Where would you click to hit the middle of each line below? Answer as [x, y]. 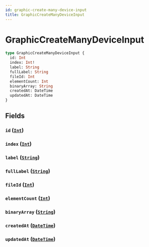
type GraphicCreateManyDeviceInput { [45, 53]
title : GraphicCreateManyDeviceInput [45, 15]
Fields [15, 116]
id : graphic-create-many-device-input [46, 10]
